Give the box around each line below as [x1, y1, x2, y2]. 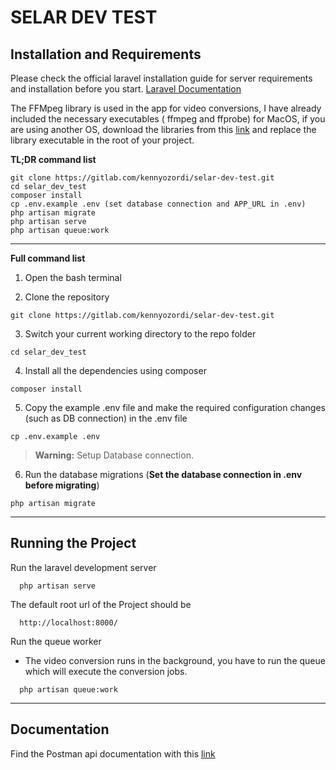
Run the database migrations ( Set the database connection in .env [24, 469, 303, 480]
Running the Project [10, 535, 137, 552]
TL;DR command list [10, 154, 97, 165]
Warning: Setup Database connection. [34, 449, 194, 461]
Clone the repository [24, 291, 110, 303]
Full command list [10, 252, 86, 264]
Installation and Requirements [10, 46, 202, 63]
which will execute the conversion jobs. [24, 665, 188, 677]
